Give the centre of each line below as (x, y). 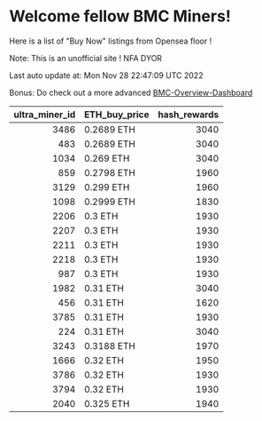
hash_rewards (189, 115)
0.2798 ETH (109, 172)
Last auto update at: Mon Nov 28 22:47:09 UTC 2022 (106, 75)
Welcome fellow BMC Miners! (120, 16)
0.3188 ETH (109, 346)
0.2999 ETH (109, 202)
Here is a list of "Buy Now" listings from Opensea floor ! (111, 41)
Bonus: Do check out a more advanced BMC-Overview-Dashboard (131, 92)
